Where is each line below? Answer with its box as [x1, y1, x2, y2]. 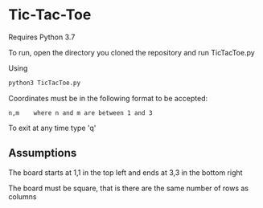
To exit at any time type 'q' [8, 123, 97, 133]
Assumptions [8, 146, 77, 160]
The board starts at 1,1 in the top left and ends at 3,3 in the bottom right [8, 167, 243, 177]
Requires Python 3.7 [8, 32, 76, 42]
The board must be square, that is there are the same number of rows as [8, 183, 249, 193]
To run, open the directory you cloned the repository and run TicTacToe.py [8, 47, 255, 57]
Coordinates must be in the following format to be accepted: [8, 93, 208, 103]
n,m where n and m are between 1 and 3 [8, 108, 153, 117]
